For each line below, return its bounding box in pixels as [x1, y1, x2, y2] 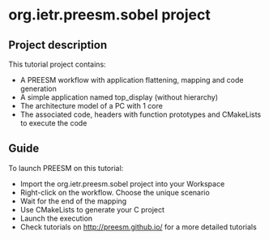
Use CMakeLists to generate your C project [19, 204, 164, 214]
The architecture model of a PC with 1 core [19, 101, 164, 110]
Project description [8, 38, 108, 52]
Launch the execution [19, 213, 93, 223]
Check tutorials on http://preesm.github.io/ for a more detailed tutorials [19, 221, 257, 232]
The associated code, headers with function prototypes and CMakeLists [19, 109, 262, 119]
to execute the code [19, 118, 88, 127]
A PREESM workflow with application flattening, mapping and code [19, 75, 244, 84]
